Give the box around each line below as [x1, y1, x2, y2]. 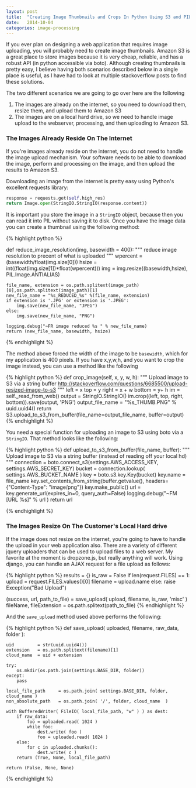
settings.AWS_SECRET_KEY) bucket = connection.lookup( [6, 465, 145, 472]
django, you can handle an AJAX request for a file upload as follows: [6, 560, 171, 567]
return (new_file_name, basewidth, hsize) [6, 328, 111, 334]
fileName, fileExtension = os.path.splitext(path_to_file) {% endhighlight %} [6, 601, 184, 609]
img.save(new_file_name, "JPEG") [16, 303, 98, 309]
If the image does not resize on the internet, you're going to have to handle [6, 535, 186, 542]
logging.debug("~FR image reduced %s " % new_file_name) [6, 323, 148, 330]
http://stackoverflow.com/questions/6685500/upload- [57, 380, 188, 387]
